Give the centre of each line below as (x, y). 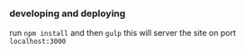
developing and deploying (68, 13)
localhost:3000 (38, 42)
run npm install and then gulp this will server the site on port (122, 33)
